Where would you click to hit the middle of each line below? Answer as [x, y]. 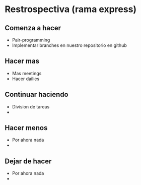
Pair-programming [31, 40]
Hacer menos [26, 128]
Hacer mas [22, 61]
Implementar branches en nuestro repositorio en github [69, 45]
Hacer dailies [26, 79]
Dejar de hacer [28, 161]
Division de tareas [31, 106]
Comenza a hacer [33, 28]
